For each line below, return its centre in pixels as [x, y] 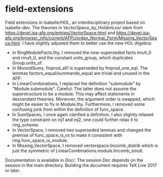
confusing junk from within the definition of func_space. [68, 109]
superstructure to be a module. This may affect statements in [73, 94]
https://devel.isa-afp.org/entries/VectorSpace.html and [60, 33]
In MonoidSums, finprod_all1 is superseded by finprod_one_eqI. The [80, 68]
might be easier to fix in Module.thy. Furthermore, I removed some [78, 104]
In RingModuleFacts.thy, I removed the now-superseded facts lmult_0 [82, 53]
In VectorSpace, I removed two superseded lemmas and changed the [81, 130]
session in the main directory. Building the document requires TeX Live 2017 [81, 165]
